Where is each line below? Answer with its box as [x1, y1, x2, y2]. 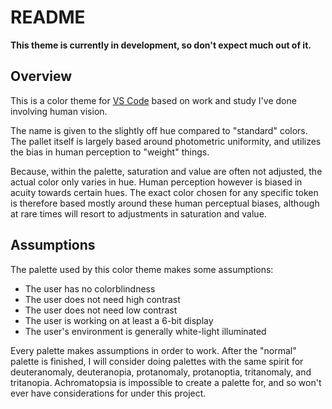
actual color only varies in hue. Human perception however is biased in [10, 176, 303, 188]
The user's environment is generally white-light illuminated [24, 325, 267, 337]
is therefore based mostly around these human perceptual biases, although [10, 197, 320, 209]
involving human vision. [10, 105, 108, 117]
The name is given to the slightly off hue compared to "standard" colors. [10, 124, 308, 136]
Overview [10, 68, 73, 85]
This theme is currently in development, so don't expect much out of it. [10, 39, 312, 51]
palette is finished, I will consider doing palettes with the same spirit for [10, 355, 304, 367]
